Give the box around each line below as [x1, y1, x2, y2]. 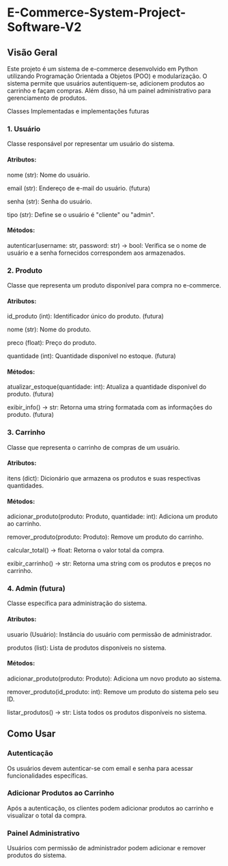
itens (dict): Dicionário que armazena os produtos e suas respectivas [7, 474, 201, 482]
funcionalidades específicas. [7, 772, 88, 780]
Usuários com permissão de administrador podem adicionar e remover [7, 844, 206, 852]
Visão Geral [7, 47, 58, 58]
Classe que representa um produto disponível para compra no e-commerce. [7, 281, 222, 289]
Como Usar [7, 728, 56, 740]
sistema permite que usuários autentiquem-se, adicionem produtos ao [7, 79, 205, 87]
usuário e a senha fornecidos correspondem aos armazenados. [7, 249, 186, 257]
